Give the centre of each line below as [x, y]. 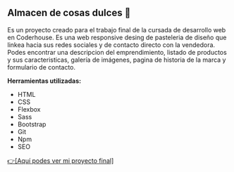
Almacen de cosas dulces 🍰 [69, 13]
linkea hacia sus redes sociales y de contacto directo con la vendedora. [111, 45]
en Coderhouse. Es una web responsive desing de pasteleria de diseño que [117, 37]
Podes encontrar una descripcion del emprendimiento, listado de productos [117, 52]
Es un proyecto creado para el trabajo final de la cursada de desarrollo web [117, 29]
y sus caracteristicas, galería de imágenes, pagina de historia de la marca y [117, 60]
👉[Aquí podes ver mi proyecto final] [61, 160]
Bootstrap [32, 124]
